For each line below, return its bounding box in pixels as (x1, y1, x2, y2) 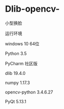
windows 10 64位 (5, 40, 40, 47)
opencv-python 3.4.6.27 (5, 89, 53, 95)
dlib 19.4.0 (5, 70, 26, 76)
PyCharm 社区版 (5, 60, 38, 66)
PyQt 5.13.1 (5, 98, 27, 104)
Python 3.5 (5, 50, 27, 56)
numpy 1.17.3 (5, 79, 30, 86)
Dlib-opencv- (5, 3, 60, 15)
